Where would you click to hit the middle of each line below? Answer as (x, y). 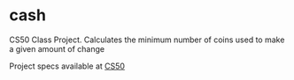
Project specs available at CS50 (67, 66)
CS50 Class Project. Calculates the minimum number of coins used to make (147, 40)
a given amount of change (57, 48)
